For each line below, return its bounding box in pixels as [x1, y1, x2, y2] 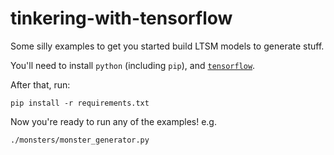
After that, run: [10, 78, 71, 91]
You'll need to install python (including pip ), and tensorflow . [10, 59, 256, 71]
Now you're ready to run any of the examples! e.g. [10, 115, 217, 127]
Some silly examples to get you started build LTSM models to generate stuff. [10, 40, 325, 52]
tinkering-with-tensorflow [10, 7, 233, 30]
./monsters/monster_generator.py [10, 135, 150, 145]
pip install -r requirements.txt [10, 98, 150, 108]
